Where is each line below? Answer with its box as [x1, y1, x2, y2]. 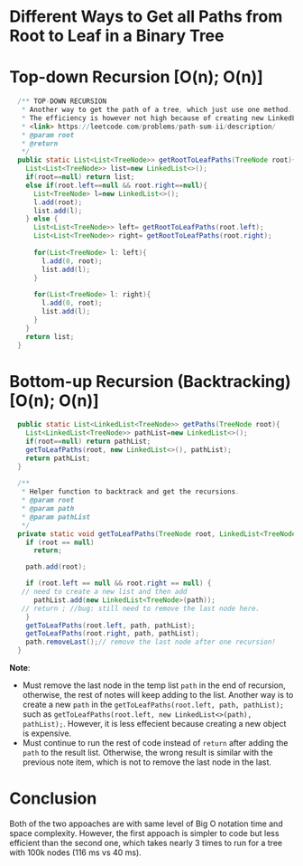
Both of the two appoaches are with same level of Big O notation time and [9, 818, 283, 829]
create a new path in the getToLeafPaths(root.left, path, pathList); [22, 699, 284, 711]
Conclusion [9, 788, 97, 809]
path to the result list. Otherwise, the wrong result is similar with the [22, 748, 273, 758]
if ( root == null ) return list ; [25, 173, 135, 182]
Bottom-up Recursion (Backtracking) [9, 371, 291, 391]
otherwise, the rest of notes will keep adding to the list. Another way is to [22, 690, 294, 701]
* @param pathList [21, 513, 91, 522]
